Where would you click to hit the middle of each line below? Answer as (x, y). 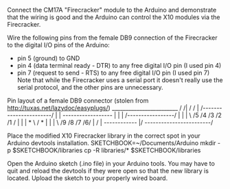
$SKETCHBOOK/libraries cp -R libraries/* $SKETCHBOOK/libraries (107, 150)
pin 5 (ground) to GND (48, 58)
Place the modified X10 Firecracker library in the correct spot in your (104, 136)
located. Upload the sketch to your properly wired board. (88, 178)
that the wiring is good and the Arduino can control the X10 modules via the (114, 17)
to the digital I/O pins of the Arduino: (58, 45)
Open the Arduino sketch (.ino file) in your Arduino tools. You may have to (111, 163)
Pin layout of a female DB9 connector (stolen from (78, 101)
